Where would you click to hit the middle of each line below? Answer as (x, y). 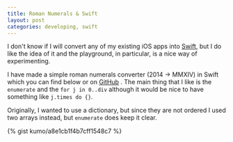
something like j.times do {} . (50, 97)
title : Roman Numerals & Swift (53, 14)
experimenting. (29, 61)
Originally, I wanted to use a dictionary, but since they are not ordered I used (116, 110)
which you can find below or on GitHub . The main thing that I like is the (110, 82)
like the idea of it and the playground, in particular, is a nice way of (102, 54)
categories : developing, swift (53, 26)
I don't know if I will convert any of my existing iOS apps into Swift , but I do (114, 47)
